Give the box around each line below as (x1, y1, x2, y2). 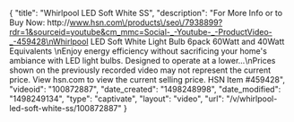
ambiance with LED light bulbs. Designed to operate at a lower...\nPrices (9, 56, 276, 65)
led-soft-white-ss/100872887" (9, 103, 123, 113)
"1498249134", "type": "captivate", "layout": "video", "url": (9, 93, 225, 104)
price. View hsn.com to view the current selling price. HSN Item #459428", (9, 74, 285, 84)
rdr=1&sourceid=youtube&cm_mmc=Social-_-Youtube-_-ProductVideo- (9, 27, 272, 37)
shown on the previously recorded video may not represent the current (9, 65, 272, 75)
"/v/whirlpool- (226, 93, 278, 104)
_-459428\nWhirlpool (9, 36, 89, 47)
